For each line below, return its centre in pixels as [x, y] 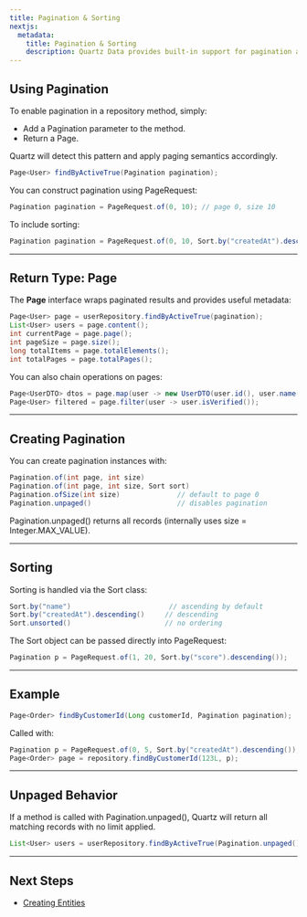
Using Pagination [59, 89]
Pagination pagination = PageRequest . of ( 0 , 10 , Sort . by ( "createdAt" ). [147, 241]
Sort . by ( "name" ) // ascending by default [136, 606]
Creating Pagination [68, 439]
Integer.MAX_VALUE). [50, 530]
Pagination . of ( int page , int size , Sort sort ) [100, 486]
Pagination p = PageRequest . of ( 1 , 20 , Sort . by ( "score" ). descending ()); [148, 658]
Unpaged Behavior [64, 795]
